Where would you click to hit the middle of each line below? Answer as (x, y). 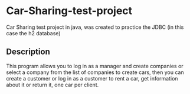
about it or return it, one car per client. (53, 85)
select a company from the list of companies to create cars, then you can (95, 72)
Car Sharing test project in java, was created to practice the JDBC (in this (95, 27)
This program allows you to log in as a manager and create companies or (95, 66)
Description (28, 52)
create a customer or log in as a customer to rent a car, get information (92, 78)
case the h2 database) (33, 33)
